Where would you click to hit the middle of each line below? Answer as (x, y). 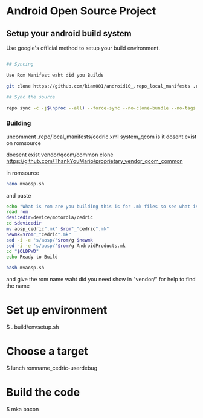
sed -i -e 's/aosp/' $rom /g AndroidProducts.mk (66, 246)
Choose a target (47, 351)
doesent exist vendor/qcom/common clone (60, 155)
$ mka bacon (23, 409)
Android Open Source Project (81, 11)
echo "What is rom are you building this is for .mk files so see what (98, 207)
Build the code (43, 392)
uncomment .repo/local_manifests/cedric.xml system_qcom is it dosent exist (101, 137)
